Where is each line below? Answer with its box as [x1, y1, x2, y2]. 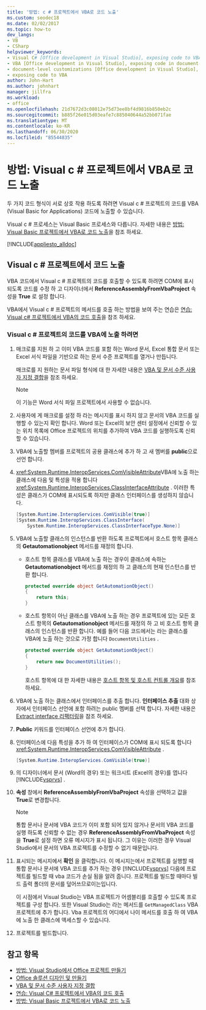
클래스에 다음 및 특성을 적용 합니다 [15, 476, 98, 483]
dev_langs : [7, 32, 35, 38]
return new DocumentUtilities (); [36, 658, 122, 665]
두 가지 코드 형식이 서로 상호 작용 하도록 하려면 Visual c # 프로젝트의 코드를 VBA [7, 200, 199, 207]
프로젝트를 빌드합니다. [15, 930, 69, 937]
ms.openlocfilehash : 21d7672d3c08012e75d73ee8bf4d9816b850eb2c [7, 106, 172, 112]
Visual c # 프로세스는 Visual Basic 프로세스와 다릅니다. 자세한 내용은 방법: [7, 220, 185, 228]
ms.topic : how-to [7, 26, 51, 33]
